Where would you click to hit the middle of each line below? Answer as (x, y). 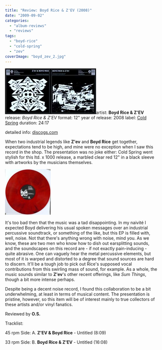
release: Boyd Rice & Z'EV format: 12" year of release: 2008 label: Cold (76, 117)
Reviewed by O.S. (23, 313)
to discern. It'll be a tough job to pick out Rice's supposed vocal (69, 264)
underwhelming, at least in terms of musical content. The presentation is (77, 294)
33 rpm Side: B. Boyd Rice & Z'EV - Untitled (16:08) (56, 342)
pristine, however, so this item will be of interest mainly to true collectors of (80, 299)
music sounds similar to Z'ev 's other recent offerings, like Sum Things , (76, 274)
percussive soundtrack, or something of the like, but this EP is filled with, (78, 233)
